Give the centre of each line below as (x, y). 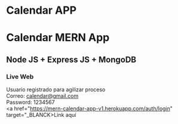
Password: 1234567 (30, 103)
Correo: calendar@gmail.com (42, 96)
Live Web (20, 76)
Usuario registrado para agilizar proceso (56, 89)
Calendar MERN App (58, 38)
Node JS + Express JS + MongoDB (71, 59)
